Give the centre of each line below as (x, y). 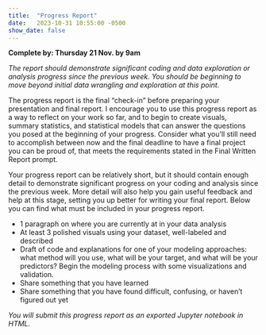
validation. (37, 275)
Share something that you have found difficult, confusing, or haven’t (131, 291)
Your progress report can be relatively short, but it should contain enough (128, 175)
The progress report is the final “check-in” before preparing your (114, 101)
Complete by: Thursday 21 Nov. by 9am (74, 53)
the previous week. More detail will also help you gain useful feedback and (130, 192)
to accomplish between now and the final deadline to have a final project (127, 143)
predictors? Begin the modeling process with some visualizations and (133, 266)
